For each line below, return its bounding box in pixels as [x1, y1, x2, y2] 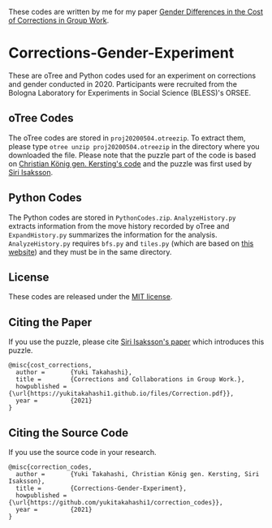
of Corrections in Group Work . [8, 15, 110, 25]
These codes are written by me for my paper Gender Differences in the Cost [8, 7, 264, 16]
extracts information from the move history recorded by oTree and [8, 221, 230, 230]
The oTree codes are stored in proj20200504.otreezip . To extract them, [8, 133, 246, 143]
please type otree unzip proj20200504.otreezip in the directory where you [8, 141, 260, 151]
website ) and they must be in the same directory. [8, 247, 172, 256]
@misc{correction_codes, [8, 463, 93, 471]
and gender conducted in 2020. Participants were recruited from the [8, 79, 238, 88]
